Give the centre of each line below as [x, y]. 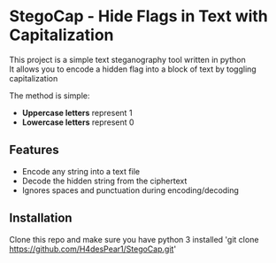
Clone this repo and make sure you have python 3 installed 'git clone [134, 239]
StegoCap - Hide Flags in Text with [138, 16]
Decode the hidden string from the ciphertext [104, 181]
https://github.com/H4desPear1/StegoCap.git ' [93, 249]
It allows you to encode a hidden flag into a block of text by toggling [133, 69]
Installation [41, 218]
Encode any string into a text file [80, 171]
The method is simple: [50, 96]
